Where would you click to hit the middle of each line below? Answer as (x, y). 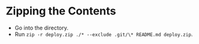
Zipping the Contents (61, 11)
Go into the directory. (41, 28)
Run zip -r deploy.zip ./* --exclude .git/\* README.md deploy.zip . (103, 34)
